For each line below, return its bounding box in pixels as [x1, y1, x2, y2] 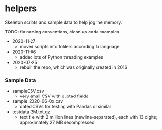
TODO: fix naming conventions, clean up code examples [5, 29, 120, 34]
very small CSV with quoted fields [19, 93, 89, 99]
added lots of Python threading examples [19, 54, 103, 60]
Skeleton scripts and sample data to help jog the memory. [5, 19, 122, 25]
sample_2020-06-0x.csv [12, 98, 63, 104]
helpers [5, 3, 37, 14]
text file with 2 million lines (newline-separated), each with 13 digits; [19, 114, 158, 120]
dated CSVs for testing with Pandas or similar [19, 104, 112, 110]
